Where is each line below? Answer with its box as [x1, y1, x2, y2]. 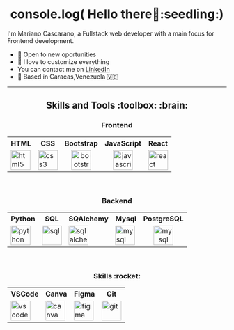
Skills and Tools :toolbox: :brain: [45, 100, 189, 111]
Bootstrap [64, 139, 99, 148]
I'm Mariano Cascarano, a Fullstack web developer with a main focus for [7, 29, 214, 38]
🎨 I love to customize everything [17, 57, 110, 65]
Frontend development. [7, 36, 75, 45]
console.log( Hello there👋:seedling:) [10, 6, 224, 22]
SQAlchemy [68, 214, 109, 223]
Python [10, 214, 36, 223]
